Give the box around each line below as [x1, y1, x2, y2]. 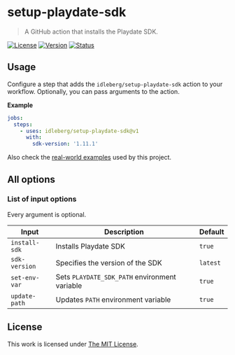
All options [7, 173, 56, 186]
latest [199, 258, 222, 267]
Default [199, 227, 225, 237]
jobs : [7, 114, 23, 121]
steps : [13, 120, 33, 128]
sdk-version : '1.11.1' [32, 141, 99, 148]
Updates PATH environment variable [55, 295, 171, 305]
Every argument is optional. [7, 210, 87, 218]
